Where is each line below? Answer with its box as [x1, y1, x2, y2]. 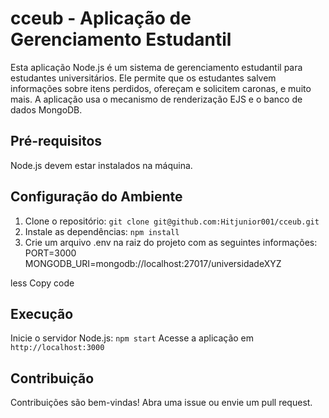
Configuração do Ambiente [10, 188, 183, 206]
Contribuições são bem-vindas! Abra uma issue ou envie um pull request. [10, 397, 313, 409]
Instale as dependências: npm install [24, 225, 180, 237]
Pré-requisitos [10, 133, 103, 150]
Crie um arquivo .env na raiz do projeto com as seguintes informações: [24, 236, 318, 248]
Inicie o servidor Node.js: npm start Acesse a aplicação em [10, 332, 255, 344]
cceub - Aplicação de [10, 7, 192, 30]
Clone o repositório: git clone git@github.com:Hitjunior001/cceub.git [24, 215, 320, 227]
